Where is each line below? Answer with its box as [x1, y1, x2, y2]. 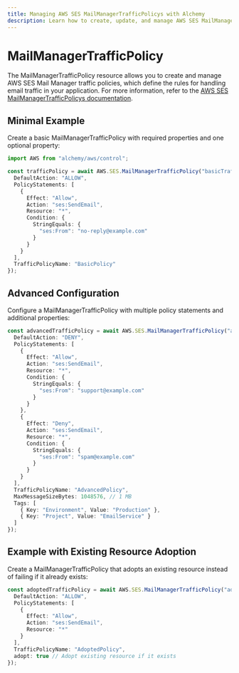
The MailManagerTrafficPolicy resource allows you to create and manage [7, 71, 222, 80]
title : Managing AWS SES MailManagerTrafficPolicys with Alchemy [7, 10, 205, 18]
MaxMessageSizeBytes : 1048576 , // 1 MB [14, 493, 132, 500]
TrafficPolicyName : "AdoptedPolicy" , [14, 646, 126, 653]
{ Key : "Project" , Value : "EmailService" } [20, 513, 152, 520]
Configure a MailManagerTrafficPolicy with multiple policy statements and [7, 306, 224, 314]
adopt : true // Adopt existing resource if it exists [14, 652, 176, 659]
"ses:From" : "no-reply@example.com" [38, 227, 148, 235]
